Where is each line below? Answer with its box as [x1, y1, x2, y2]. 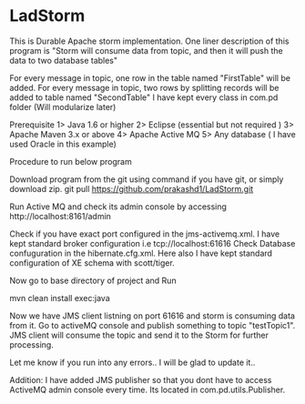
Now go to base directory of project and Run [9, 275, 177, 286]
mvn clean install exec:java [9, 292, 111, 303]
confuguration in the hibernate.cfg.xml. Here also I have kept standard [9, 247, 273, 258]
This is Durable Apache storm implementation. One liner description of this [9, 35, 290, 46]
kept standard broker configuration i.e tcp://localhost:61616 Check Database [9, 237, 296, 248]
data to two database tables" [9, 55, 118, 66]
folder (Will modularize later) [9, 101, 117, 112]
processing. [9, 338, 55, 350]
